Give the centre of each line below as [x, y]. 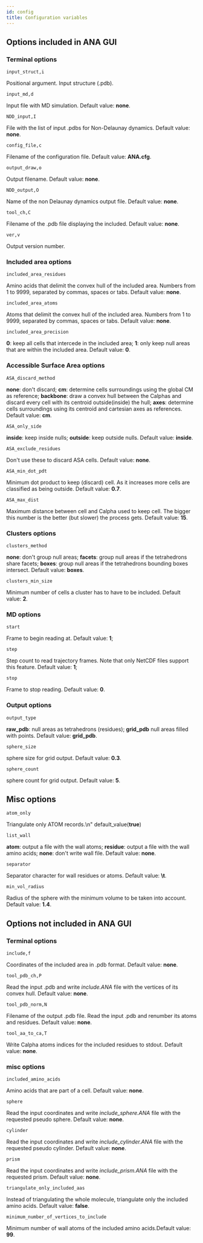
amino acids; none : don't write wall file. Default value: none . [81, 854]
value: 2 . [17, 599]
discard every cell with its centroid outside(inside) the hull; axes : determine [100, 402]
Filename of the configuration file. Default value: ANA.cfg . [79, 157]
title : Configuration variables [47, 18]
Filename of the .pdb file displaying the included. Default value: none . [93, 224]
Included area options [39, 262]
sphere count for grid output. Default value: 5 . [63, 780]
